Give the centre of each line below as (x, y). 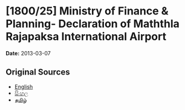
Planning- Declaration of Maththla (92, 24)
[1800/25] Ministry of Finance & (87, 11)
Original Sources (38, 72)
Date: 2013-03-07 (28, 53)
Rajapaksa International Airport (86, 37)
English (24, 87)
